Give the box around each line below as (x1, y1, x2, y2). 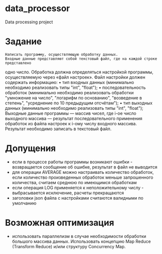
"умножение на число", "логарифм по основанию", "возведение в (5, 95, 142, 101)
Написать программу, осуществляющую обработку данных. (5, 52, 118, 57)
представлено (5, 60, 32, 66)
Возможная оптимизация (5, 217, 114, 228)
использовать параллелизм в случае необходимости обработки (12, 233, 146, 239)
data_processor (5, 3, 70, 14)
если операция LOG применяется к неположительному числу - (12, 185, 144, 190)
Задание (5, 36, 42, 47)
